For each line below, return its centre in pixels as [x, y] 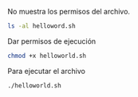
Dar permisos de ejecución [52, 41]
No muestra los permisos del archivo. [69, 12]
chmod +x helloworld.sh [47, 56]
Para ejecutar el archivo [46, 71]
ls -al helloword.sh [42, 26]
